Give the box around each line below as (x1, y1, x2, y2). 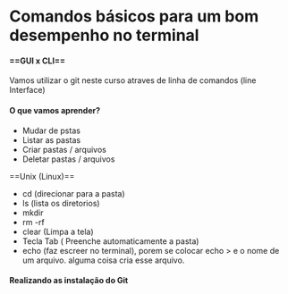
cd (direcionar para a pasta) (21, 188, 125, 198)
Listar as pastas (21, 134, 81, 145)
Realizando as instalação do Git (9, 275, 129, 286)
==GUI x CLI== (9, 55, 65, 66)
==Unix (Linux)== (9, 171, 75, 181)
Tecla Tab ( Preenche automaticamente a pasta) (21, 235, 199, 247)
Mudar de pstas (21, 125, 80, 136)
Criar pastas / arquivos (21, 144, 107, 155)
